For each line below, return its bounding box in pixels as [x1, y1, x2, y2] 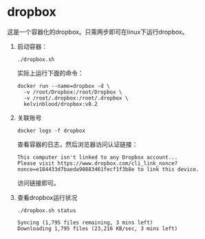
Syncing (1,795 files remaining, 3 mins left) [17, 219, 153, 226]
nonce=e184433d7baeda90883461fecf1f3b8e [17, 166, 135, 172]
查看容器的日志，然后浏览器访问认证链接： [17, 140, 138, 148]
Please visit [17, 159, 55, 167]
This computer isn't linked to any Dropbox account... [17, 154, 178, 161]
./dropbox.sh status [17, 207, 76, 214]
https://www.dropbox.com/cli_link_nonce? [57, 159, 178, 167]
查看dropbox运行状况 [17, 193, 78, 201]
